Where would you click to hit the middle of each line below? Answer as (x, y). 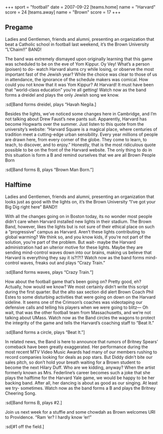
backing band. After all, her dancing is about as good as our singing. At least (81, 383)
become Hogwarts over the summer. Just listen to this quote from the (74, 124)
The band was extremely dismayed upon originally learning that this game (79, 59)
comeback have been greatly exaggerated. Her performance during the (76, 347)
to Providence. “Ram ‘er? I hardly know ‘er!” (49, 417)
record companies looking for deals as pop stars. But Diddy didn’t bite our (79, 357)
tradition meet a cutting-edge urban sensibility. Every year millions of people (81, 134)
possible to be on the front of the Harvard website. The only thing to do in (79, 150)
